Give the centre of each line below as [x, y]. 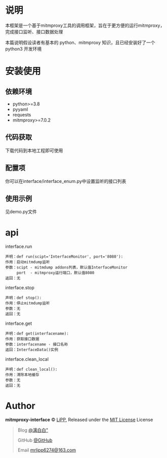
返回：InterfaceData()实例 [32, 350]
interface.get [19, 323]
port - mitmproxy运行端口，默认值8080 [55, 273]
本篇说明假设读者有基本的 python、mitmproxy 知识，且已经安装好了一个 [80, 42]
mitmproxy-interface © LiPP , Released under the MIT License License [79, 420]
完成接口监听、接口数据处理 [34, 31]
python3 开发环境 [24, 49]
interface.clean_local [27, 359]
